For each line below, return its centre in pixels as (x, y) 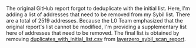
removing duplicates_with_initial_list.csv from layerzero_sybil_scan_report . (96, 39)
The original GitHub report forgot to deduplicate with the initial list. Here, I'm (98, 8)
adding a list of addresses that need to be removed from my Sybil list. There (98, 14)
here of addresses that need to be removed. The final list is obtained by (93, 33)
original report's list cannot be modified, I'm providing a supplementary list (97, 27)
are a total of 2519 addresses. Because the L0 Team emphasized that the (95, 21)
